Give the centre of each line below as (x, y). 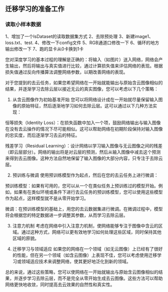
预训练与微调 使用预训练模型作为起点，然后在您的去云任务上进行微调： (85, 175)
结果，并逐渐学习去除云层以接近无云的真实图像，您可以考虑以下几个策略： (82, 88)
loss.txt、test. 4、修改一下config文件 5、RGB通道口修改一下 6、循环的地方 (82, 42)
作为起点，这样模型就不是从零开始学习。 (47, 198)
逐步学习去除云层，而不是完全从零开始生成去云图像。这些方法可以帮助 (90, 278)
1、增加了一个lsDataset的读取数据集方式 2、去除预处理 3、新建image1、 (79, 36)
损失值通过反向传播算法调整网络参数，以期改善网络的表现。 (66, 72)
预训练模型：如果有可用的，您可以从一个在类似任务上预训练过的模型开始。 (82, 185)
